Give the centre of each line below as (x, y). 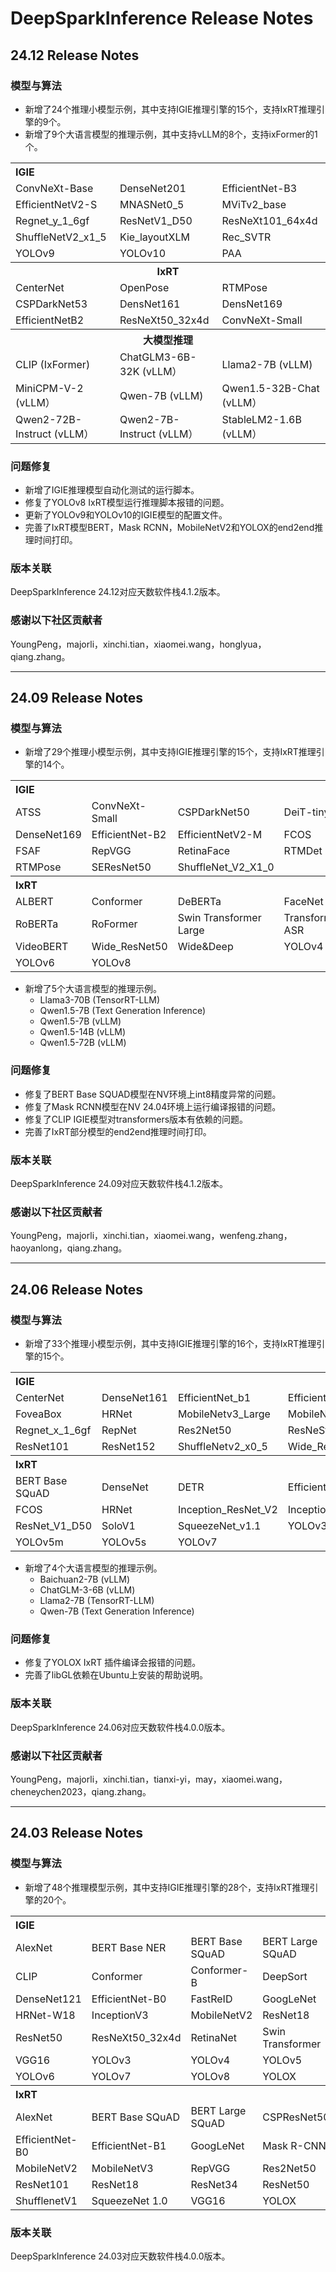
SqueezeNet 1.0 (129, 2200)
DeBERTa (199, 902)
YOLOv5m (39, 1542)
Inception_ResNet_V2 (227, 1510)
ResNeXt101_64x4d (269, 220)
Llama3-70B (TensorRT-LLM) (100, 1000)
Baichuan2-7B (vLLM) (85, 1579)
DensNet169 (252, 304)
